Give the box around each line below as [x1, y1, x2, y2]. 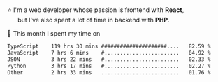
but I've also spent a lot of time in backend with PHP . [17, 16, 170, 24]
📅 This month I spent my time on [7, 29, 101, 37]
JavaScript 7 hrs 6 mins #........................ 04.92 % [7, 49, 211, 56]
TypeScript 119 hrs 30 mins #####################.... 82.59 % [7, 43, 211, 50]
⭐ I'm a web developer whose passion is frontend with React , [7, 6, 184, 14]
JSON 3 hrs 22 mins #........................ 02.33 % [7, 55, 211, 63]
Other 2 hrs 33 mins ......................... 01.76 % [7, 69, 211, 76]
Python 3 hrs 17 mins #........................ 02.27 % [7, 62, 211, 69]
